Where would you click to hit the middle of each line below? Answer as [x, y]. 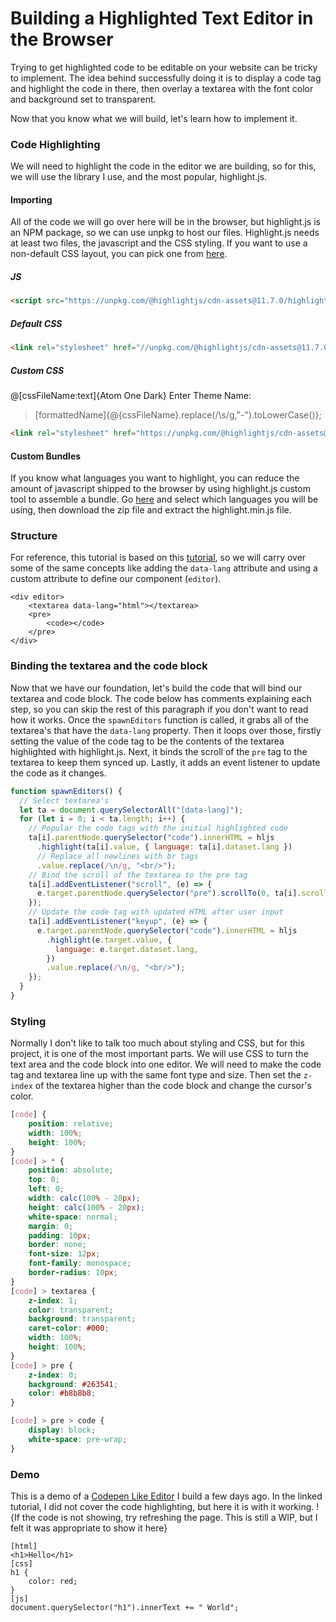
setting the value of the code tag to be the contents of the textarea [147, 741]
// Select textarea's [64, 800]
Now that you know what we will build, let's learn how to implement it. [154, 118]
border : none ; [57, 1245]
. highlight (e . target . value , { [109, 940]
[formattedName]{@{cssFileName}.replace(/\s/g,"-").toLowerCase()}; [178, 415]
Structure [34, 536]
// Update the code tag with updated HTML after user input [156, 912]
